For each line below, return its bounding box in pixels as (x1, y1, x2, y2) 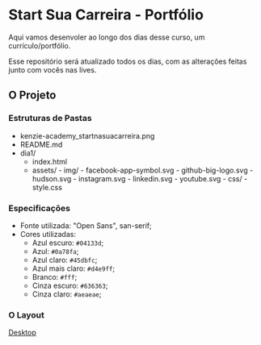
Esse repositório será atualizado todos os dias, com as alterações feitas (8, 56, 247, 66)
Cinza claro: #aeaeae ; (32, 289, 103, 299)
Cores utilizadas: (19, 229, 77, 239)
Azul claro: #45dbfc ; (32, 255, 98, 264)
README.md (19, 139, 63, 149)
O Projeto (8, 89, 57, 102)
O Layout (8, 309, 44, 320)
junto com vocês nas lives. (8, 64, 97, 74)
